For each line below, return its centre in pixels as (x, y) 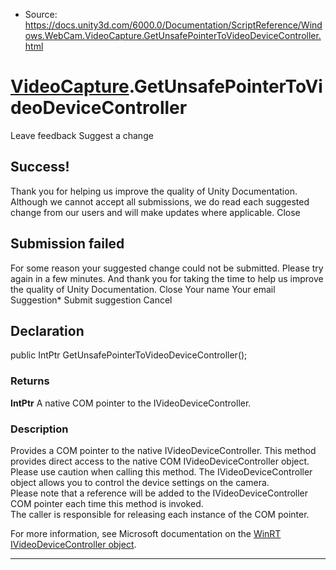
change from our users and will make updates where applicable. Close (155, 212)
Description (39, 429)
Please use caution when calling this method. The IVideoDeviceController (161, 471)
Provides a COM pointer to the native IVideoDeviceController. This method (163, 450)
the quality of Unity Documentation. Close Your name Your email (143, 289)
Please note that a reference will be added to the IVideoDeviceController (159, 493)
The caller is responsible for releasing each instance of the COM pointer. (160, 514)
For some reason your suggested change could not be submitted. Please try (167, 268)
